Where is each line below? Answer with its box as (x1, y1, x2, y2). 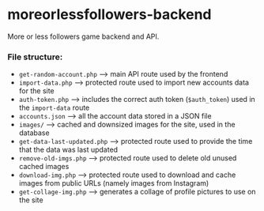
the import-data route (18, 103, 90, 112)
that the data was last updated (18, 145, 119, 155)
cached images (18, 162, 70, 171)
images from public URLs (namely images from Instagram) (18, 179, 209, 188)
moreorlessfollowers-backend (7, 6, 212, 24)
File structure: (7, 51, 63, 62)
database (18, 128, 50, 138)
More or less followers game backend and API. (7, 32, 160, 41)
